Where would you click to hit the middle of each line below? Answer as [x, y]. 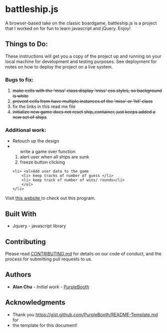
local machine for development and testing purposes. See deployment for [81, 61]
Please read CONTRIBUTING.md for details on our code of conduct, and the [83, 253]
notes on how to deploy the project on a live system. [59, 66]
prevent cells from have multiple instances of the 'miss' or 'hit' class [82, 101]
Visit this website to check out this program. [50, 198]
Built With [21, 214]
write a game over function [48, 151]
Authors [18, 275]
